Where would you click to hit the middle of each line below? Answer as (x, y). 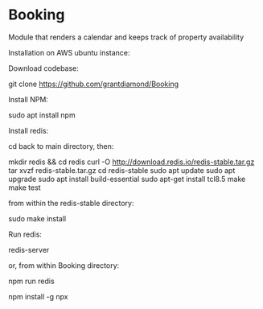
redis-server (29, 249)
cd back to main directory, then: (61, 146)
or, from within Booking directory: (64, 265)
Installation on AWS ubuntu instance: (69, 52)
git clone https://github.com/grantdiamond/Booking (94, 84)
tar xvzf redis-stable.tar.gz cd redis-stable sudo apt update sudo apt (122, 170)
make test (25, 187)
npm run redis (31, 281)
